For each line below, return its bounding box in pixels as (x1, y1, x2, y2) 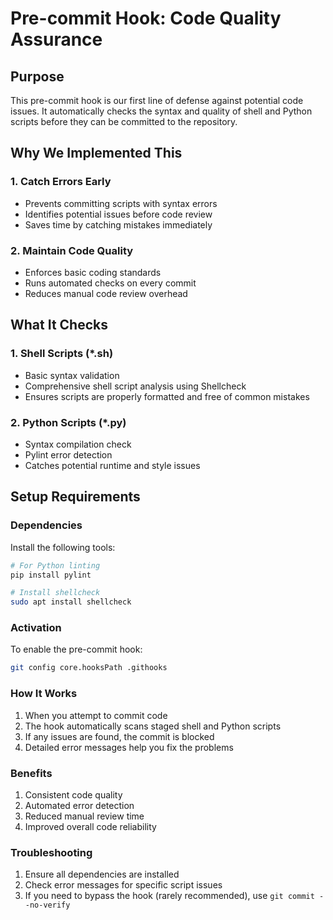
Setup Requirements (10, 488, 141, 506)
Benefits (10, 766, 53, 780)
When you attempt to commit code (24, 709, 168, 721)
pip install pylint (10, 570, 92, 580)
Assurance (10, 28, 103, 51)
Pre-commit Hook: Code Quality (10, 7, 282, 30)
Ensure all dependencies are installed (24, 868, 180, 881)
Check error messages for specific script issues (24, 879, 223, 891)
